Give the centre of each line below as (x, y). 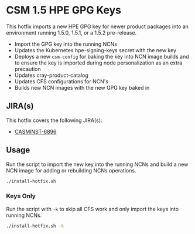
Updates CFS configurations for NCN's (61, 81)
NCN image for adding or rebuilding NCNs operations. (71, 170)
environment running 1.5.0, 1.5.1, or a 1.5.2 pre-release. (71, 32)
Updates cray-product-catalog (52, 75)
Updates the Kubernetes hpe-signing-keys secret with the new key (95, 50)
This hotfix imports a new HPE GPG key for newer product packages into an (97, 26)
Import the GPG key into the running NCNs (66, 44)
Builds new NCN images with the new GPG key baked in (82, 87)
